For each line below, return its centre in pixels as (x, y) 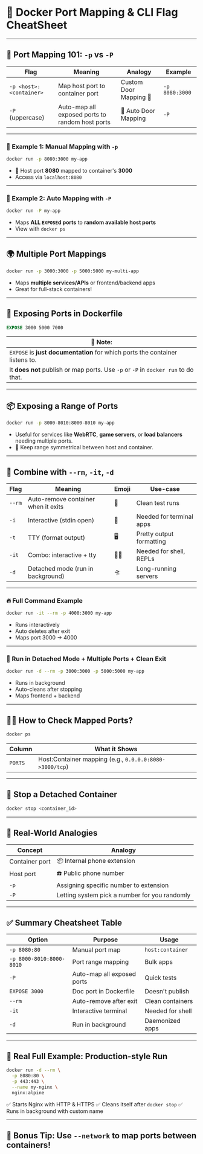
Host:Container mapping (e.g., (81, 759)
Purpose (105, 940)
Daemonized (163, 1021)
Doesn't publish (167, 992)
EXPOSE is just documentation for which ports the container (93, 353)
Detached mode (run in (61, 568)
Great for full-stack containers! (53, 289)
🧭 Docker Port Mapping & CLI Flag (92, 12)
